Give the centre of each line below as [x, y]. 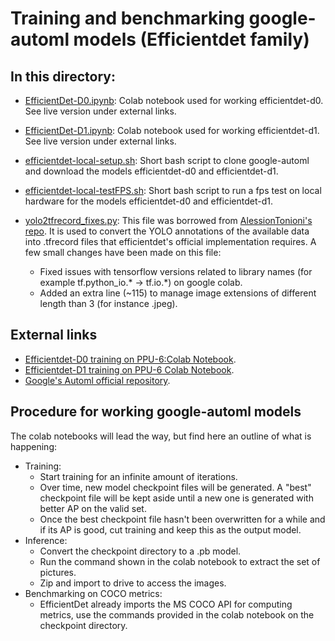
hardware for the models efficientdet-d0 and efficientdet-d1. [148, 201]
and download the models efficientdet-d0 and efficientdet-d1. [151, 171]
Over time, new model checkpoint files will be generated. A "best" [175, 487]
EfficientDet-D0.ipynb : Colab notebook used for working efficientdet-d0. [174, 100]
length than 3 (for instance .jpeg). [108, 303]
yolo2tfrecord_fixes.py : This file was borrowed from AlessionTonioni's [168, 220]
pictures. [58, 572]
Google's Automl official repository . [97, 380]
